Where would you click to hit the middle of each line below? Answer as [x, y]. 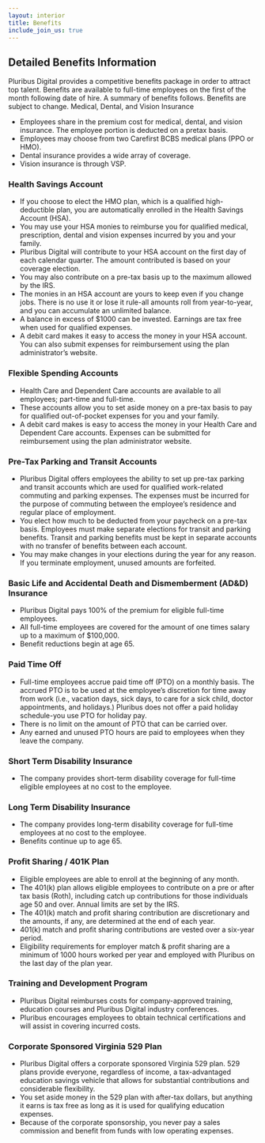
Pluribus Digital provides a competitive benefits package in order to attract [129, 81]
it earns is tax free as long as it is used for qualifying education [122, 1106]
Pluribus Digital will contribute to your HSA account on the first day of [133, 252]
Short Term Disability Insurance [70, 761]
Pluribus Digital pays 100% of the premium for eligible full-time [122, 611]
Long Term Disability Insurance [69, 807]
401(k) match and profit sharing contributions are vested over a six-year [137, 929]
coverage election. [50, 269]
